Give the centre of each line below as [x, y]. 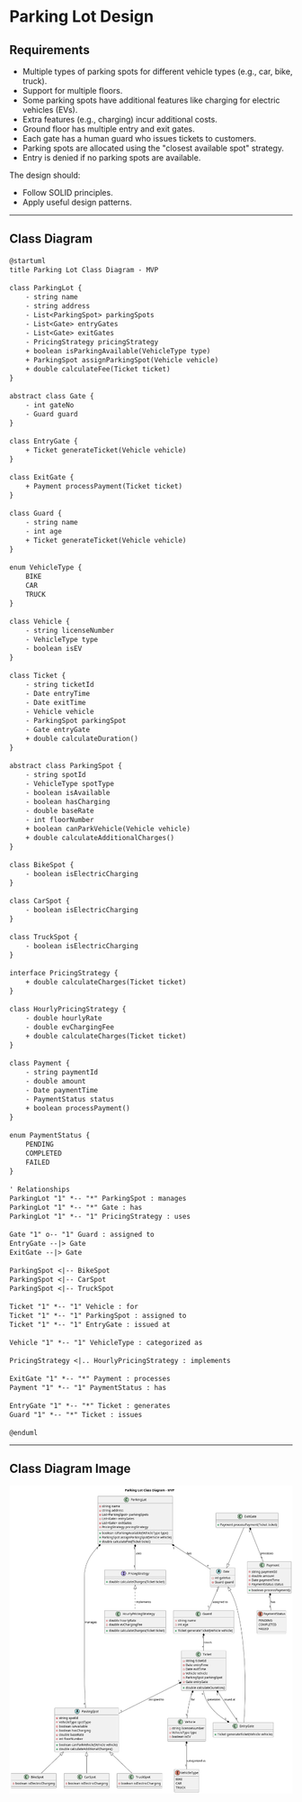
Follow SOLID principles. [68, 192]
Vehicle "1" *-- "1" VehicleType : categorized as [106, 1342]
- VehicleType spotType [70, 783]
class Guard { [36, 513]
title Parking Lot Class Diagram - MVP [84, 270]
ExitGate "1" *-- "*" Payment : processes [90, 1378]
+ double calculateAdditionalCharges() [100, 837]
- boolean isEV [54, 648]
